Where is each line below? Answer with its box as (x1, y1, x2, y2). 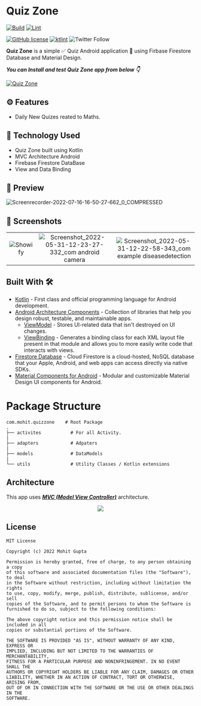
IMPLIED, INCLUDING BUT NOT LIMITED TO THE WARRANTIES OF (6, 648, 154, 654)
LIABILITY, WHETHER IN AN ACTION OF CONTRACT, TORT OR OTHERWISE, (6, 674, 175, 680)
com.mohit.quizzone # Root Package (6, 419, 103, 425)
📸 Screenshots (6, 216, 62, 226)
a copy (6, 564, 23, 570)
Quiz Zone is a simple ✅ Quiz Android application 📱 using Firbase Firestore (6, 47, 191, 55)
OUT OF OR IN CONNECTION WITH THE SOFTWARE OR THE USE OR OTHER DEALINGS (6, 684, 194, 690)
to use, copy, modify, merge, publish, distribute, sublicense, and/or (6, 590, 188, 596)
